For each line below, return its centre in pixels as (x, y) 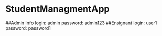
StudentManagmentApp (57, 9)
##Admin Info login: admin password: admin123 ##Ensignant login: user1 (81, 23)
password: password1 (28, 28)
